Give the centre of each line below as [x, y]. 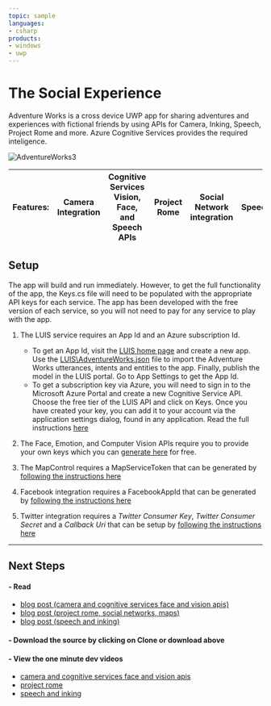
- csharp [23, 31]
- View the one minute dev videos [66, 658]
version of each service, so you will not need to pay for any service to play [132, 311]
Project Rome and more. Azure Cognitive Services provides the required [128, 132]
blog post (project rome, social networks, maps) [100, 613]
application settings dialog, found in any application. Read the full [141, 419]
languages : [27, 23]
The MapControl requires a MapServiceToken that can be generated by [138, 467]
